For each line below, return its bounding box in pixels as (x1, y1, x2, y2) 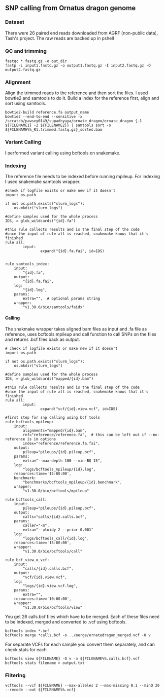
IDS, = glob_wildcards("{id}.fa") (5, 218, 76, 223)
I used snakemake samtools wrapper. (5, 179, 81, 184)
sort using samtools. (5, 101, 47, 107)
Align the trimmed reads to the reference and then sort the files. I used (5, 90, 148, 96)
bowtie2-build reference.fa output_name (5, 110, 90, 115)
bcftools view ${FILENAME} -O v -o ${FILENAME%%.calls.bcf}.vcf (5, 656, 140, 661)
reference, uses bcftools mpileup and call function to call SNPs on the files (5, 331, 157, 337)
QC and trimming (5, 47, 47, 54)
